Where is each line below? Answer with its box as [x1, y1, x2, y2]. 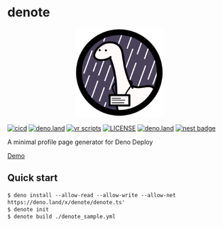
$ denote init [7, 206, 50, 213]
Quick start [7, 172, 58, 184]
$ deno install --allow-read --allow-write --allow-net [7, 192, 176, 199]
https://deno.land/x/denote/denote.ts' [7, 199, 126, 206]
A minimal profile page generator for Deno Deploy [7, 138, 153, 146]
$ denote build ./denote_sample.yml [7, 213, 116, 220]
